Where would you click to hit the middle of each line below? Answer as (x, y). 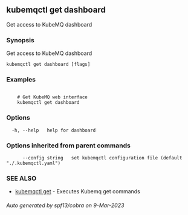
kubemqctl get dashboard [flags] (48, 65)
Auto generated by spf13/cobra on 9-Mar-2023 (65, 205)
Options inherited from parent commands (69, 146)
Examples (21, 80)
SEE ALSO (21, 178)
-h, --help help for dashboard (54, 130)
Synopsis (20, 40)
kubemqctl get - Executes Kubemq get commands (78, 191)
